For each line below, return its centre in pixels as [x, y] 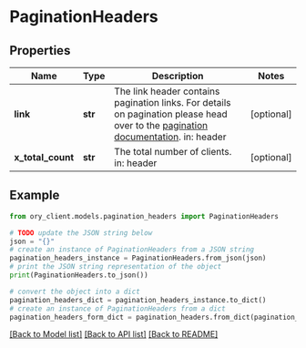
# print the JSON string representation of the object [116, 267]
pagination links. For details [172, 102]
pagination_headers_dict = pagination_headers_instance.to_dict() [138, 300]
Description [178, 76]
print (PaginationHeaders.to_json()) [79, 275]
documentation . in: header [170, 137]
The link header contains [167, 91]
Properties [40, 51]
